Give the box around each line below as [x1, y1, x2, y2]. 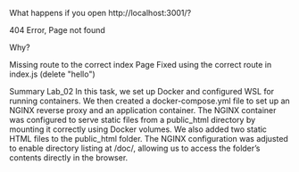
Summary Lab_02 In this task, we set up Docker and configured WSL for [9, 86, 275, 96]
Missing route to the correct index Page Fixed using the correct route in [9, 60, 272, 70]
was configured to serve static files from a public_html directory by [9, 115, 256, 125]
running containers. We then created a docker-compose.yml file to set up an [9, 95, 290, 106]
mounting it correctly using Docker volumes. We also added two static [9, 124, 268, 135]
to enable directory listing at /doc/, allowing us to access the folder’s [9, 143, 261, 153]
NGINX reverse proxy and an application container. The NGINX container [9, 105, 277, 115]
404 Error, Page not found [9, 25, 105, 35]
